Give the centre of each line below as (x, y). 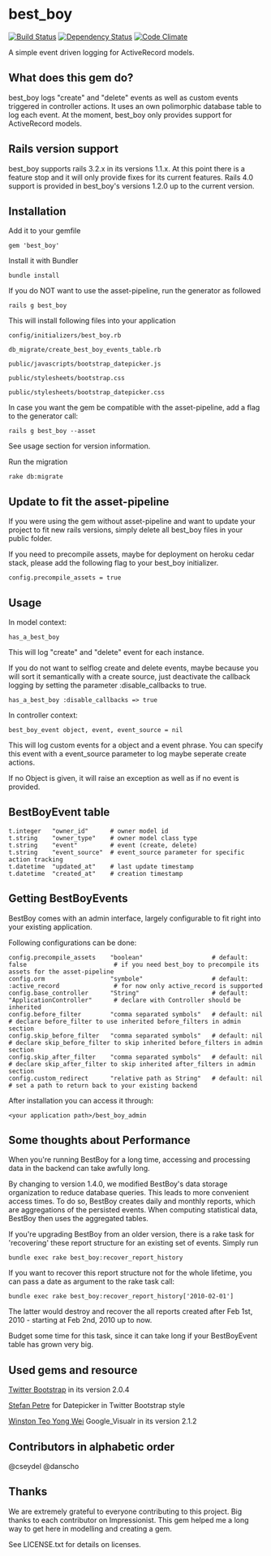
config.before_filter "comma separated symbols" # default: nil (136, 1014)
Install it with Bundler (43, 261)
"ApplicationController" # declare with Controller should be (125, 1000)
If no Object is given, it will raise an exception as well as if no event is (124, 778)
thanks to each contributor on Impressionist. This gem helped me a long (129, 1519)
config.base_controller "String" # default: (129, 993)
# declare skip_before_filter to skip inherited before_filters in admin (136, 1042)
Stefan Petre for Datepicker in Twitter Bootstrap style (97, 1406)
